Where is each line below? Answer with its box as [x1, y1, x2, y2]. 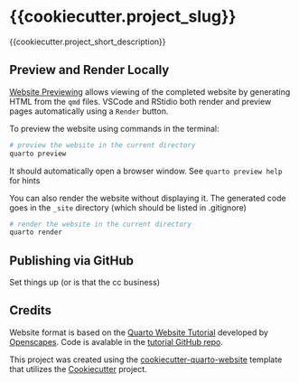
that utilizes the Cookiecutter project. [9, 363, 147, 374]
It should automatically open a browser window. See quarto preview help [9, 165, 283, 176]
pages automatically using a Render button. [9, 106, 169, 117]
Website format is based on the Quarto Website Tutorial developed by [9, 327, 269, 338]
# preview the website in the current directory [9, 140, 196, 150]
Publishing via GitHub [9, 253, 134, 268]
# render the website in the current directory [9, 220, 192, 229]
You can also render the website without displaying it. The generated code [9, 192, 286, 203]
